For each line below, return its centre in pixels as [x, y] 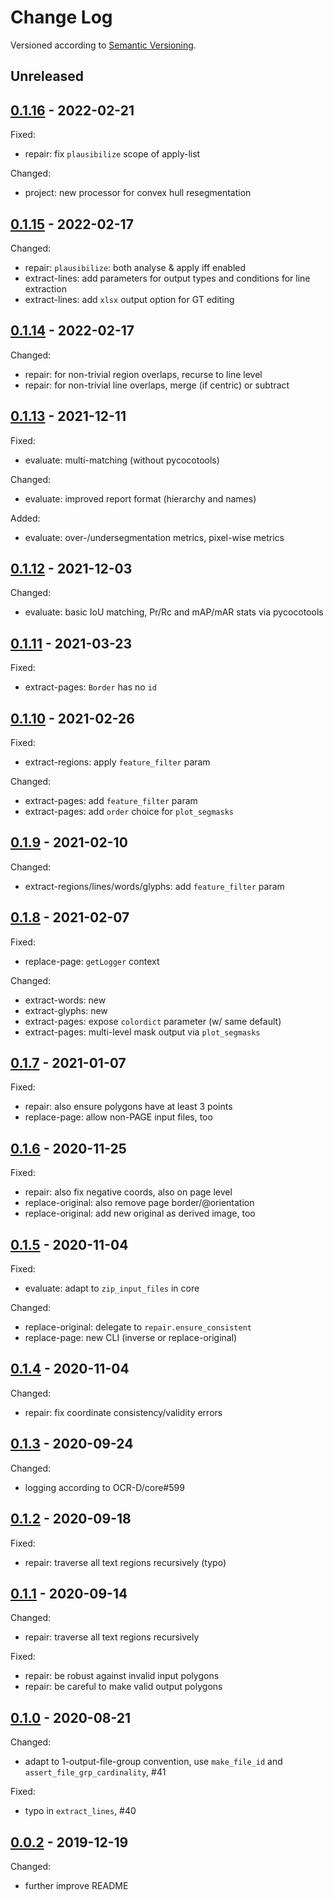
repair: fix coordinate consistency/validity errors [123, 1412]
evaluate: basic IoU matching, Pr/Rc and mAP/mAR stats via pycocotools [174, 612]
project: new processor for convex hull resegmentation [138, 193]
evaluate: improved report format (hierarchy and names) [140, 498]
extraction [45, 288]
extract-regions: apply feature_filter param [117, 762]
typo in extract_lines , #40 [80, 1811]
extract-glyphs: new [66, 1010]
